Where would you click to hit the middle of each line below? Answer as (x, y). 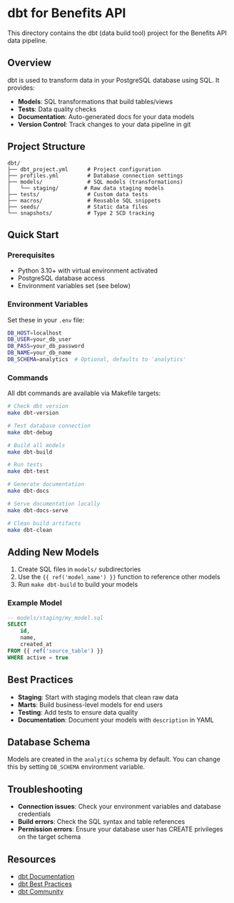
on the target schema (49, 837)
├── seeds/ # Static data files (78, 207)
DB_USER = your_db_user (40, 340)
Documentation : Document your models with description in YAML (116, 720)
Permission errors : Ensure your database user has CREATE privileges (120, 830)
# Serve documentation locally (54, 504)
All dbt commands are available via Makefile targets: (84, 393)
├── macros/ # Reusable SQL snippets (84, 200)
